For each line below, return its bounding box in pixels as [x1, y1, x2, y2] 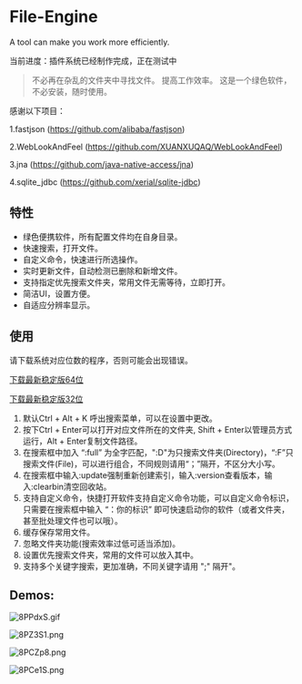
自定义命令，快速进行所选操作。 [22, 253, 143, 265]
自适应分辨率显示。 [22, 299, 96, 311]
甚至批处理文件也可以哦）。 [22, 515, 123, 526]
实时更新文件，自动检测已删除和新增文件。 [22, 265, 183, 276]
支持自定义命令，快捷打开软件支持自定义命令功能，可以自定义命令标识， [22, 492, 294, 503]
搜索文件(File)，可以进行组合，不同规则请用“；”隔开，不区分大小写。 [22, 458, 280, 469]
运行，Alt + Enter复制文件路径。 [22, 435, 143, 446]
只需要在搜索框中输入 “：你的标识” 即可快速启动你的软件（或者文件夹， [22, 504, 290, 515]
